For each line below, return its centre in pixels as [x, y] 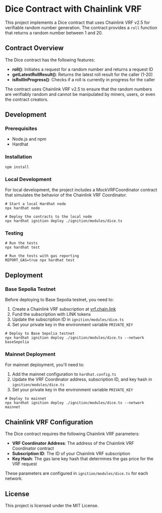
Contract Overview [34, 48]
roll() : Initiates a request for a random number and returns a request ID [83, 69]
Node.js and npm [29, 139]
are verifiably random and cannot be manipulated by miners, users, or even [80, 94]
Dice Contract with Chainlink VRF [73, 9]
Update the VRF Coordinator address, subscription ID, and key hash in [82, 379]
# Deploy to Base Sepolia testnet [40, 334]
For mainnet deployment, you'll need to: [45, 365]
